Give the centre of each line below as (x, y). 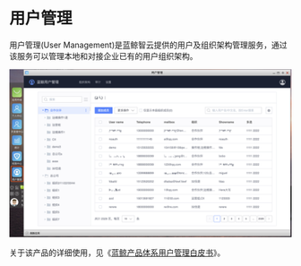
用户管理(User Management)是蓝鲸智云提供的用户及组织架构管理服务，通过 (149, 45)
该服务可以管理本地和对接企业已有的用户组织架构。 (103, 56)
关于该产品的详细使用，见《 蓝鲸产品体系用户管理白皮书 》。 (117, 253)
